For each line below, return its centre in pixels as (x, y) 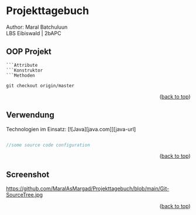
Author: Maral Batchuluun (37, 27)
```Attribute (22, 65)
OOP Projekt (29, 52)
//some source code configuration (48, 145)
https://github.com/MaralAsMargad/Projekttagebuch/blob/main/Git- (88, 189)
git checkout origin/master (40, 86)
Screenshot (28, 174)
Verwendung (30, 115)
